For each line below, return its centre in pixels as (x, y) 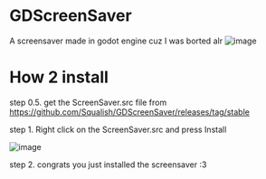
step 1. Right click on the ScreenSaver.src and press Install (118, 129)
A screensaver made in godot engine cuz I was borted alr (116, 41)
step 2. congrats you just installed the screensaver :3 (108, 165)
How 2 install (59, 77)
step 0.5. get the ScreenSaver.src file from (88, 102)
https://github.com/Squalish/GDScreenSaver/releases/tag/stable (130, 112)
